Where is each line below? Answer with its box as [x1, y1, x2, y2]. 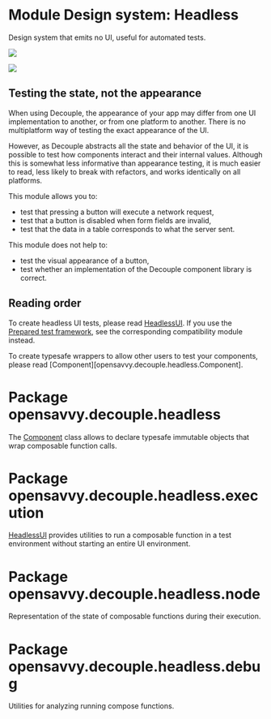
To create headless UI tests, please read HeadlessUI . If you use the [8, 318, 233, 328]
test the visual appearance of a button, [19, 256, 150, 265]
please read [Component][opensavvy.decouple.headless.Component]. [8, 359, 243, 369]
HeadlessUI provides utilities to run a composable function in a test [8, 530, 232, 540]
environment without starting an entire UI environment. [8, 539, 191, 549]
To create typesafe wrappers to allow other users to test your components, [8, 351, 259, 360]
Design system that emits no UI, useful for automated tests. [8, 32, 206, 42]
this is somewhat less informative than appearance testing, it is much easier [8, 158, 261, 168]
